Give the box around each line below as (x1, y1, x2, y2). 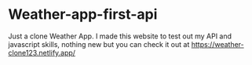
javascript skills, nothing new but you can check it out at (8, 39, 190, 49)
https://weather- (191, 39, 245, 49)
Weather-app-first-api (8, 5, 158, 23)
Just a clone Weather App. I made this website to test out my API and (8, 31, 232, 41)
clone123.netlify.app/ (8, 48, 76, 57)
